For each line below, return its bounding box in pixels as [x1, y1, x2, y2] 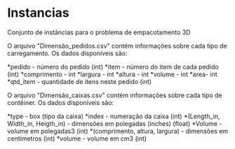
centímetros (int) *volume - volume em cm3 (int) [7, 134, 147, 143]
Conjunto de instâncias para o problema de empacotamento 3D [7, 28, 191, 36]
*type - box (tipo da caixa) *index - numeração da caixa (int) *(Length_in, [7, 112, 220, 120]
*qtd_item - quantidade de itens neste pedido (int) [7, 77, 152, 85]
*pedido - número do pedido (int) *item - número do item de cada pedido [7, 62, 219, 71]
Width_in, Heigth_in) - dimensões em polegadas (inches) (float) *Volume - [7, 119, 222, 127]
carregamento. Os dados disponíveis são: [7, 49, 128, 57]
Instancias [7, 5, 70, 21]
